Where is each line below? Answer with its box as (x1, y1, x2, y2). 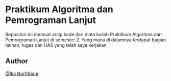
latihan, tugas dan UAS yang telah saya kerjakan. (5, 42, 108, 48)
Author (5, 57, 28, 66)
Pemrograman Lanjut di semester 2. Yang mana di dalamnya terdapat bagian (5, 37, 166, 43)
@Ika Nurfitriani (5, 70, 38, 76)
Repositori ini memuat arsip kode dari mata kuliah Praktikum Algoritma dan (5, 31, 162, 37)
